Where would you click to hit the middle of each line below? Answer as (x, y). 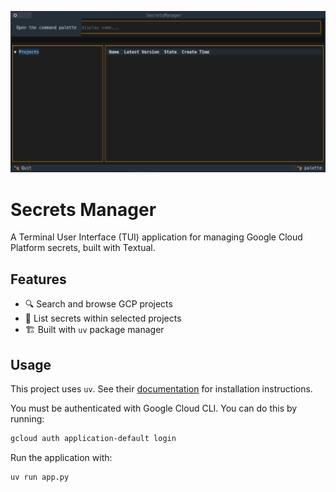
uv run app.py (40, 477)
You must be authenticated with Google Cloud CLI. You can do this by (154, 408)
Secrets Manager (83, 209)
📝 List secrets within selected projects (103, 318)
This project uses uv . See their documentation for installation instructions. (161, 388)
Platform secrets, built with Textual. (83, 248)
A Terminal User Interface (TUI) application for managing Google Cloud (156, 237)
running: (27, 418)
